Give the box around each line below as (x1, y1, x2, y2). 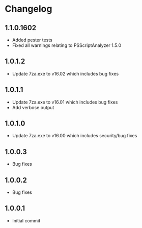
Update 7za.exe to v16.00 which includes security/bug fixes (12, 133, 137, 139)
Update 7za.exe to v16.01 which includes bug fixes (12, 99, 118, 105)
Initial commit (12, 217, 41, 223)
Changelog (5, 3, 52, 15)
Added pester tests (12, 37, 53, 43)
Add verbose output (12, 104, 54, 110)
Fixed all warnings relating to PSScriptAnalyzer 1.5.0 (12, 42, 122, 48)
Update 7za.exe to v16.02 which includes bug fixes (12, 70, 119, 77)
